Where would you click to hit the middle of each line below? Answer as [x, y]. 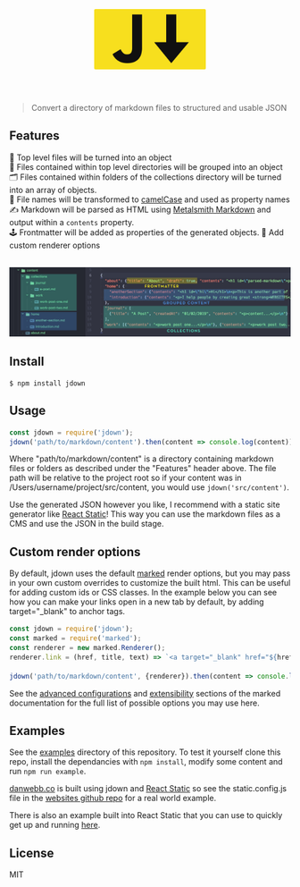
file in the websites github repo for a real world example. [113, 798]
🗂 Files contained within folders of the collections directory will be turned [146, 177]
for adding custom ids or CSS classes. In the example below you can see [143, 593]
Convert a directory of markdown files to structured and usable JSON [159, 107]
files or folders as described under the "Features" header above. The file [143, 469]
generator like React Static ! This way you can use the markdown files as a [145, 514]
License [32, 853]
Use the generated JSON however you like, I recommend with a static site [145, 505]
